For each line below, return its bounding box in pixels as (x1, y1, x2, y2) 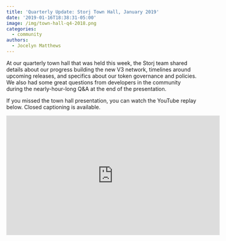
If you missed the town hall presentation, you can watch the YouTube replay (6, 97, 197, 104)
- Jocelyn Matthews (12, 43, 62, 49)
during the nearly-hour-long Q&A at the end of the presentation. (6, 85, 167, 92)
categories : (6, 25, 37, 32)
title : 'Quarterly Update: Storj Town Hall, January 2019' (6, 8, 160, 15)
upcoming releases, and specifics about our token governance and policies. (6, 72, 197, 80)
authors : (6, 37, 29, 43)
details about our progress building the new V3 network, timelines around (6, 66, 191, 73)
